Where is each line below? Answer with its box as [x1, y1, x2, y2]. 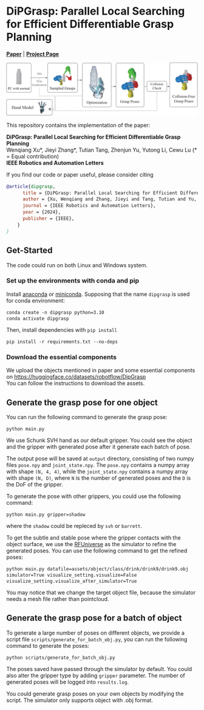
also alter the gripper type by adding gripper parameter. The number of [6, 672, 185, 679]
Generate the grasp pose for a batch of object [6, 613, 182, 624]
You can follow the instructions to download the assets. [6, 379, 144, 387]
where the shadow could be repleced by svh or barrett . [6, 522, 143, 529]
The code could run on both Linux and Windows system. [6, 261, 148, 269]
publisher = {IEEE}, [22, 216, 75, 222]
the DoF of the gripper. [6, 480, 64, 488]
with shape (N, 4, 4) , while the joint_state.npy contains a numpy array [6, 468, 188, 475]
